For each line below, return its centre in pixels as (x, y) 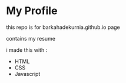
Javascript (27, 74)
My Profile (32, 11)
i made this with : (27, 50)
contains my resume (31, 38)
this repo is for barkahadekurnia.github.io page (63, 27)
